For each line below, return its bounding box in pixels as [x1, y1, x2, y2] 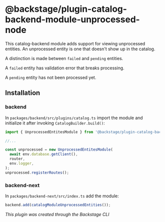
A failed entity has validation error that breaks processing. [5, 65, 125, 71]
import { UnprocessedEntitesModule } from [5, 129, 93, 134]
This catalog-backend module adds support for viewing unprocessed [5, 40, 146, 46]
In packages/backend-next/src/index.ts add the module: [5, 193, 119, 199]
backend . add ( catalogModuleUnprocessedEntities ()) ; [5, 202, 111, 207]
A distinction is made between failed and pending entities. [5, 55, 124, 61]
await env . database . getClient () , [9, 152, 78, 157]
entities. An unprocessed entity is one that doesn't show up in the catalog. [5, 46, 156, 52]
